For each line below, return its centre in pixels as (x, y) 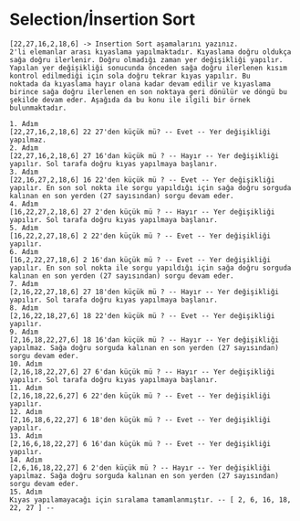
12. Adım (26, 411)
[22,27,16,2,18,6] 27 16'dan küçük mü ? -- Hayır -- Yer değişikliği (145, 155)
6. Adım (24, 251)
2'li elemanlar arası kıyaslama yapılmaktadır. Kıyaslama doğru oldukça (150, 52)
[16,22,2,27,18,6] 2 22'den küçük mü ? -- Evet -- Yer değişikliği (140, 236)
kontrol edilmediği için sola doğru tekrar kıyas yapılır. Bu (130, 76)
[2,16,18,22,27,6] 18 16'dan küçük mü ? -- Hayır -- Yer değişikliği (145, 340)
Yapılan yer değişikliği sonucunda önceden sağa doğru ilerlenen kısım (148, 68)
